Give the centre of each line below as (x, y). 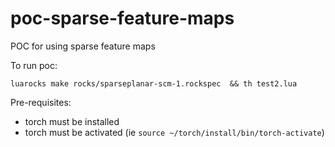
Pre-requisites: (41, 102)
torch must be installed (72, 121)
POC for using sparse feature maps (83, 46)
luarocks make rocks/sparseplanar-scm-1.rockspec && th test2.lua (154, 83)
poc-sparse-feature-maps (122, 18)
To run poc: (34, 65)
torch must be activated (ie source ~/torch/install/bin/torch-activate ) (174, 132)
